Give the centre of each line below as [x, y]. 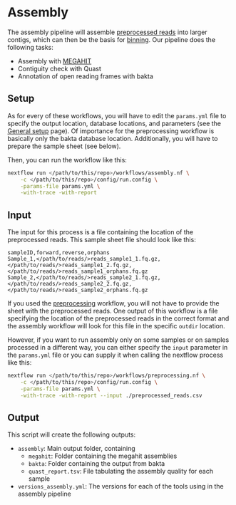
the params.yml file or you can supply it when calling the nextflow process [115, 355]
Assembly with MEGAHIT [55, 61]
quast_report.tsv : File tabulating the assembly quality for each [121, 472]
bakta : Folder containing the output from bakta [97, 464]
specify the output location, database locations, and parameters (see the [114, 123]
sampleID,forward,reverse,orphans [59, 253]
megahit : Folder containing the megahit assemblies [103, 456]
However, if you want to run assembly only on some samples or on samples [118, 340]
